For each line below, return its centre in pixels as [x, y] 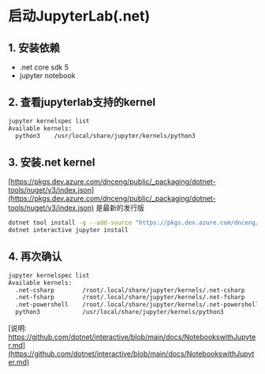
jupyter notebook [47, 75]
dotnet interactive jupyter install [68, 230]
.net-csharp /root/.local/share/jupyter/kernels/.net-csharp [130, 290]
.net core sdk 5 [44, 67]
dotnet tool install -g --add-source [70, 223]
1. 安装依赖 [34, 48]
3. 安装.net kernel [52, 162]
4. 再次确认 [35, 257]
